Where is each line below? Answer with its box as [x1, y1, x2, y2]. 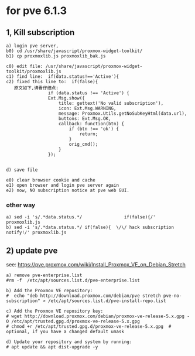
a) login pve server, [6, 43, 59, 49]
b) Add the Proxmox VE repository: [6, 288, 93, 294]
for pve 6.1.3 [6, 4, 67, 18]
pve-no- [163, 293, 182, 299]
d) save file [6, 167, 38, 173]
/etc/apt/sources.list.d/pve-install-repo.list [47, 298, 166, 304]
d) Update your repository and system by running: [6, 339, 132, 345]
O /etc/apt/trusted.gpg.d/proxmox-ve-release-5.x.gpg [6, 319, 141, 324]
